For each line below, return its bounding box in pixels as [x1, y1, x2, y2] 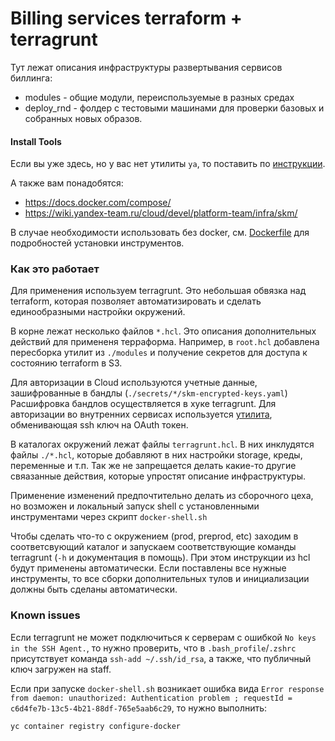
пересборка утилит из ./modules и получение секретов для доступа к [10, 347, 308, 359]
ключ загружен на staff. [10, 663, 112, 675]
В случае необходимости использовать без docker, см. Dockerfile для [10, 227, 310, 239]
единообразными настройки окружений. [10, 306, 186, 318]
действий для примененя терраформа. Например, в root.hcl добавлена [10, 336, 320, 348]
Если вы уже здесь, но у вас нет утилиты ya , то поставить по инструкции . [10, 158, 326, 170]
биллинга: [10, 72, 53, 84]
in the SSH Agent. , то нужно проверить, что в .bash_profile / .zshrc [10, 642, 297, 654]
